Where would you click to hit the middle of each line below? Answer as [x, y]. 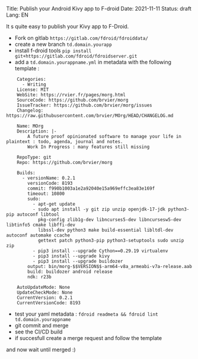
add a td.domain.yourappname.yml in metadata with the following [93, 62]
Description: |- [37, 131]
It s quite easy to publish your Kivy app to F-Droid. [68, 26]
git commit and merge [41, 325]
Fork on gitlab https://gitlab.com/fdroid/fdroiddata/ [81, 38]
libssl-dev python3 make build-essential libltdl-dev [106, 230]
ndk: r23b [39, 277]
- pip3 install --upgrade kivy [71, 256]
